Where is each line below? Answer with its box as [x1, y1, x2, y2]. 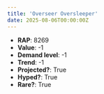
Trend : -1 [17, 58, 44, 66]
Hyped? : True [17, 72, 58, 81]
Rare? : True [17, 80, 52, 88]
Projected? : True [17, 65, 67, 74]
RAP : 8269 [17, 36, 50, 44]
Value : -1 [17, 43, 44, 52]
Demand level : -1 [17, 50, 68, 59]
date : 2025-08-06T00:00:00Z [7, 17, 89, 24]
